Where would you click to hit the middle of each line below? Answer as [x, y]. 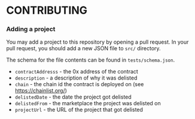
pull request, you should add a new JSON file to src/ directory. [83, 48]
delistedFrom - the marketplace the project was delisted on [88, 103]
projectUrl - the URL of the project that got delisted [79, 110]
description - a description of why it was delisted [76, 78]
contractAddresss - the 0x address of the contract [77, 72]
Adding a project [31, 29]
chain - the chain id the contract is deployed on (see [79, 84]
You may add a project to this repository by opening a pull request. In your [97, 42]
